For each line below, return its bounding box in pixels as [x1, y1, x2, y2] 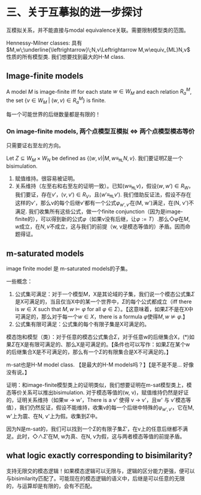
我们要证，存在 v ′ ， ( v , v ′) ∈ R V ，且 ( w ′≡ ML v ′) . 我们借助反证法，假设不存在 [14, 190, 191, 199]
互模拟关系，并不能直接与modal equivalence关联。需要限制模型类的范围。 [6, 26, 190, 34]
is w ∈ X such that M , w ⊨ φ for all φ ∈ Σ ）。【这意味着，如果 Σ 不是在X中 [14, 305, 193, 312]
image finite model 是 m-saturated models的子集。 [6, 265, 131, 272]
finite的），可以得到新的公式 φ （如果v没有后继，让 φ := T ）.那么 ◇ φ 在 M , [14, 216, 190, 223]
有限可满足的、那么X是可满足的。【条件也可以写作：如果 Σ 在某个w [29, 341, 190, 348]
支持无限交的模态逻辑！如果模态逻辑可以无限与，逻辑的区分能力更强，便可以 [6, 467, 195, 475]
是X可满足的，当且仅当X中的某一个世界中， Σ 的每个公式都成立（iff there [14, 298, 192, 305]
